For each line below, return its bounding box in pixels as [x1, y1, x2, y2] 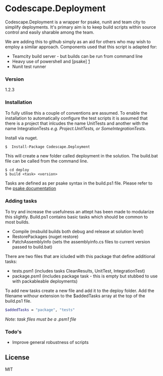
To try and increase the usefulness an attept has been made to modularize [5, 208, 154, 214]
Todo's [5, 328, 22, 335]
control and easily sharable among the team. [5, 29, 94, 35]
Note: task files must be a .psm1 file [5, 316, 76, 322]
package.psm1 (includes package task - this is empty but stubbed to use [12, 273, 158, 279]
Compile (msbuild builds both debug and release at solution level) [12, 228, 144, 234]
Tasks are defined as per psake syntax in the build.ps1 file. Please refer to [5, 180, 153, 186]
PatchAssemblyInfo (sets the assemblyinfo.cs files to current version [12, 239, 150, 244]
